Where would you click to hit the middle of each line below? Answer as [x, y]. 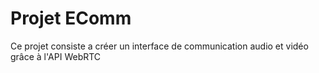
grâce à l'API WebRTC [56, 56]
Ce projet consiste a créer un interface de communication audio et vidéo [159, 46]
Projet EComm [71, 18]
